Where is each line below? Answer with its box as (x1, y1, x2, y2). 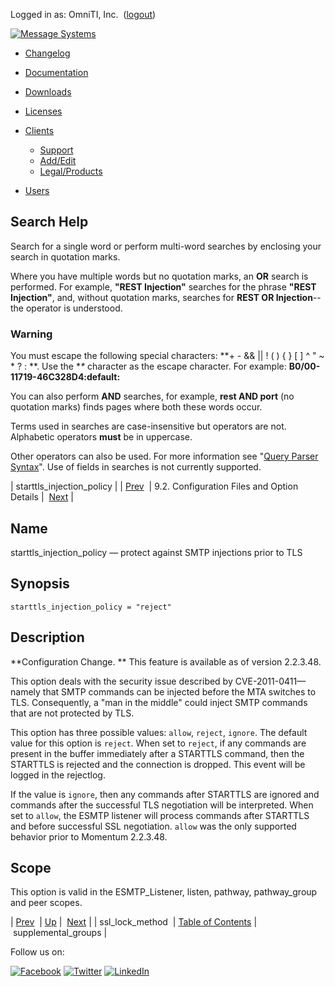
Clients (24, 125, 55, 136)
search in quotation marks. (10, 250, 121, 263)
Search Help (10, 214, 89, 231)
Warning (10, 327, 53, 341)
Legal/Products (39, 165, 103, 177)
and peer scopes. (10, 897, 83, 909)
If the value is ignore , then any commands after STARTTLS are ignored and (10, 788, 320, 800)
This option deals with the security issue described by (10, 675, 233, 687)
